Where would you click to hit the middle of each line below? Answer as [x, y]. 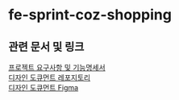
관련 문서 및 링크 [46, 46]
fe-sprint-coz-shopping [90, 15]
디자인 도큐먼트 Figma [44, 87]
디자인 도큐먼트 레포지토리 [50, 77]
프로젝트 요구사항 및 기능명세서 [57, 67]
